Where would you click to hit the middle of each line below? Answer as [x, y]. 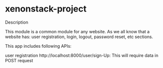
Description [17, 22]
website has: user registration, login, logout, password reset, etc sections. [79, 37]
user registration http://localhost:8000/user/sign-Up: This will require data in [82, 55]
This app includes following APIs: [38, 46]
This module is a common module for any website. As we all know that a [77, 31]
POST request [19, 60]
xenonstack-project [46, 9]
